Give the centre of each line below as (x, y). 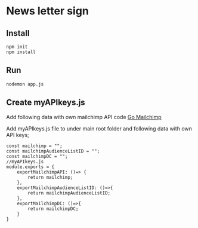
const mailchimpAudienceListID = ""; (53, 151)
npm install (21, 52)
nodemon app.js (25, 84)
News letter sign (48, 11)
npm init (17, 47)
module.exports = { (30, 167)
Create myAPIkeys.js (46, 103)
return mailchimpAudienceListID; (69, 193)
